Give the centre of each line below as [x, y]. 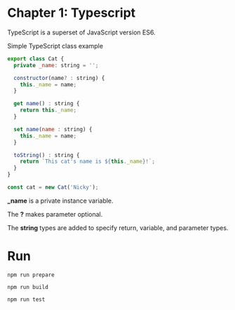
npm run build [28, 287]
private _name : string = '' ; [56, 65]
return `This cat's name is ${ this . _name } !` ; [88, 162]
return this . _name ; [48, 110]
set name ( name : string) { [53, 129]
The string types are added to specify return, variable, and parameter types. [118, 228]
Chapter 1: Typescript [72, 13]
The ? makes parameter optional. [55, 214]
